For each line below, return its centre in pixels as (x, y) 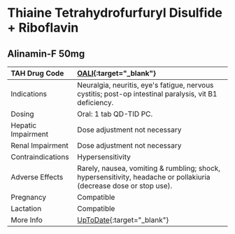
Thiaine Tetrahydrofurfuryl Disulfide (115, 13)
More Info (27, 220)
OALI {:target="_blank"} (116, 73)
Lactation (26, 208)
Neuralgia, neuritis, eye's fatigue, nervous (145, 85)
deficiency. (95, 103)
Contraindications (40, 157)
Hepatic (24, 125)
